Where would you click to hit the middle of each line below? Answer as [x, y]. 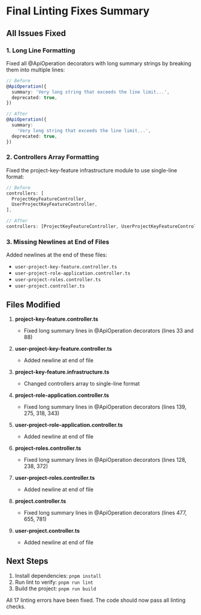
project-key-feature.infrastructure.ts [62, 372]
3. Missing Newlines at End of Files [58, 241]
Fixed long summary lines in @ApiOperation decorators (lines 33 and [109, 331]
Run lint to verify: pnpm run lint [54, 582]
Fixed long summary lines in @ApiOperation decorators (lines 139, [105, 407]
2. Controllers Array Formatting [53, 157]
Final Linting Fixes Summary [78, 11]
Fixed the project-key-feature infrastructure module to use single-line [92, 170]
